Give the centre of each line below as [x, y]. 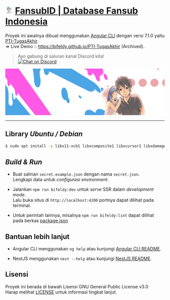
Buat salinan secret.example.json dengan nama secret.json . [76, 174]
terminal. [22, 205]
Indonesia [27, 22]
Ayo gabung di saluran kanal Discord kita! [61, 56]
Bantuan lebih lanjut [37, 237]
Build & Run [24, 162]
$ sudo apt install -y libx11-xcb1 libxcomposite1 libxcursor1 [73, 146]
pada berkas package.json [40, 221]
